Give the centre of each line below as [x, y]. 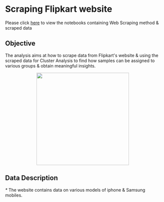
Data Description [32, 178]
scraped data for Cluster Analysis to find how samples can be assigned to [80, 61]
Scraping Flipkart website [59, 9]
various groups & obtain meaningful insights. [50, 66]
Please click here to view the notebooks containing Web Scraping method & [82, 23]
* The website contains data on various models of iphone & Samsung [75, 190]
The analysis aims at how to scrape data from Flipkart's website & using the [82, 55]
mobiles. [14, 195]
